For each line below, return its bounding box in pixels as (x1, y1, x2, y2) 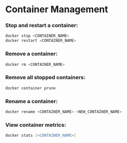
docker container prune (5, 85, 56, 90)
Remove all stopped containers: (5, 74, 86, 81)
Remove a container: (5, 50, 58, 57)
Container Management (5, 4, 109, 15)
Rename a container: (5, 98, 58, 105)
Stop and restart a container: (5, 22, 78, 29)
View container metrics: (5, 121, 66, 128)
